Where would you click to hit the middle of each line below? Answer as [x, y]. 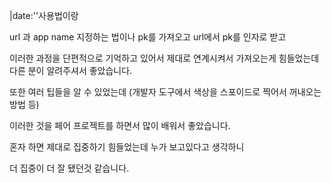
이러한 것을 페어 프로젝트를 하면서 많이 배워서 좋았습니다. [120, 125]
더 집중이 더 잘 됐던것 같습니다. [69, 168]
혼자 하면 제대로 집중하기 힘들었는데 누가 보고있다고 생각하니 [127, 147]
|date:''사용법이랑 [44, 15]
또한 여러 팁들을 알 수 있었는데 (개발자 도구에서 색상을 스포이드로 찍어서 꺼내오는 [165, 92]
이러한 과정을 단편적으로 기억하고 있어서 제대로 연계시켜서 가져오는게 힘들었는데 [164, 58]
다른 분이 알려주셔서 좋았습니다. [71, 70]
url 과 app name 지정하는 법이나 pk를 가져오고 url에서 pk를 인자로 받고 [148, 37]
